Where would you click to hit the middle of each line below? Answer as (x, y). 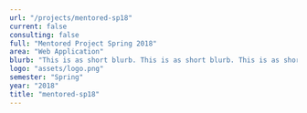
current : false (38, 26)
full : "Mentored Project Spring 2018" (83, 43)
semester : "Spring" (47, 77)
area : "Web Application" (57, 52)
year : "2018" (34, 86)
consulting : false (44, 35)
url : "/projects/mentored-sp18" (71, 18)
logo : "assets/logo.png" (57, 69)
